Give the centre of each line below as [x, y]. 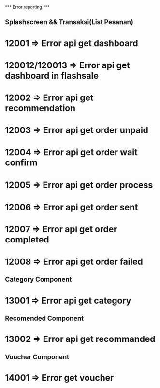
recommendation [40, 108]
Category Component [38, 280]
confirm [21, 163]
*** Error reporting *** [27, 7]
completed [27, 239]
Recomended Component [44, 318]
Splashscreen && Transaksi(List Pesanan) [69, 22]
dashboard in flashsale [52, 75]
